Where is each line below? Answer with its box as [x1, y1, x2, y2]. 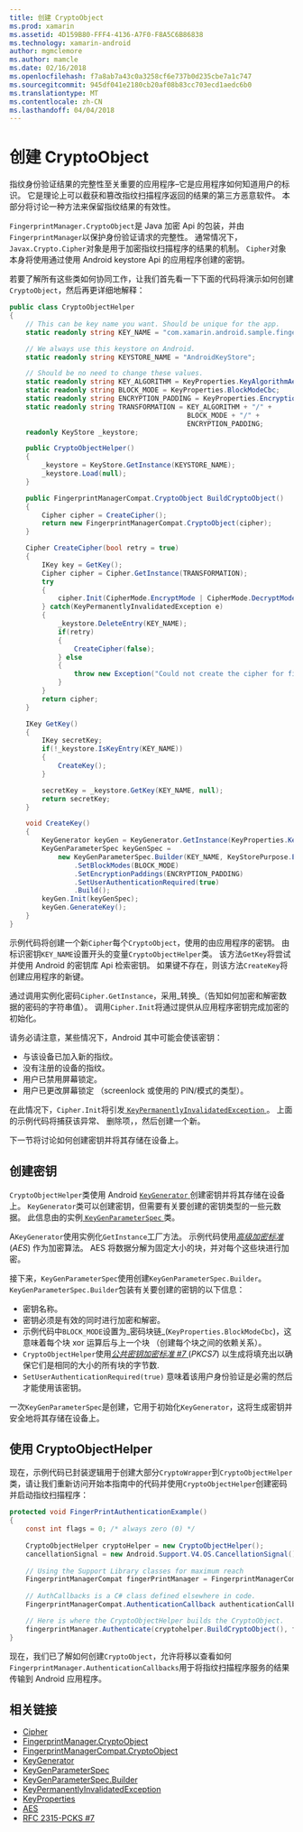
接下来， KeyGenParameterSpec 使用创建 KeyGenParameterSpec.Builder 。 [9, 1272, 267, 1283]
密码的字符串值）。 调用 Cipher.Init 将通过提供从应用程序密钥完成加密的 [24, 1001, 289, 1012]
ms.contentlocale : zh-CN [9, 97, 103, 106]
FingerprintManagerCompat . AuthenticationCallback [25, 1600, 216, 1609]
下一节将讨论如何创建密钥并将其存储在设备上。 [9, 1134, 183, 1145]
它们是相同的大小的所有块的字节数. [30, 1359, 160, 1370]
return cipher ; [41, 694, 99, 704]
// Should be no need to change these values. [25, 369, 204, 378]
